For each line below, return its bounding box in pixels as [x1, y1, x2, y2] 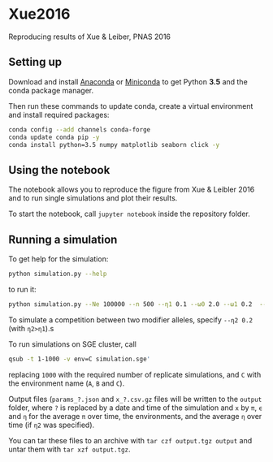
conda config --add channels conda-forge [8, 125, 151, 134]
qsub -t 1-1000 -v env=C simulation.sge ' [8, 355, 151, 363]
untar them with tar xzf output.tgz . [8, 444, 132, 454]
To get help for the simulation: [8, 254, 109, 264]
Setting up [8, 55, 63, 69]
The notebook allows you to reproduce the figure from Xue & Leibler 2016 [8, 184, 255, 195]
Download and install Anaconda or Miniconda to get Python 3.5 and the [8, 76, 248, 86]
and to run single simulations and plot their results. [8, 193, 178, 203]
